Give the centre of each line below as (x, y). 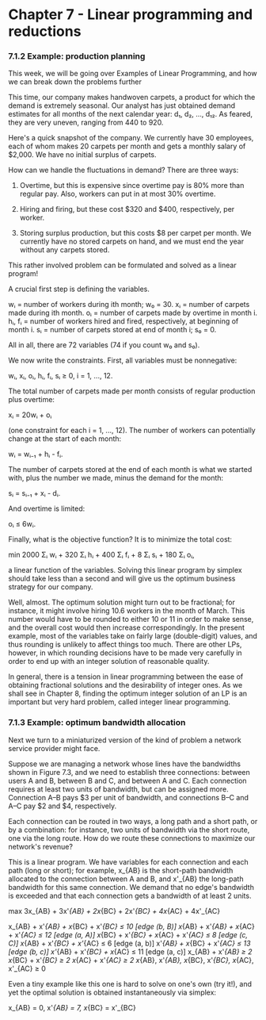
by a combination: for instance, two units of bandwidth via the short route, (129, 830)
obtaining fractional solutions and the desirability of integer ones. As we (125, 685)
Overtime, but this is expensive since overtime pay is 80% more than (132, 186)
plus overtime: (32, 400)
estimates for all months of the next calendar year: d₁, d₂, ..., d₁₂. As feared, (131, 114)
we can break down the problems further (75, 82)
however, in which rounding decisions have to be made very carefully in (125, 653)
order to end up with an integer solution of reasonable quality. (109, 661)
